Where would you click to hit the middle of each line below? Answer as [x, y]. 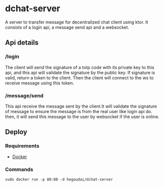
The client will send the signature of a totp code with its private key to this [80, 67]
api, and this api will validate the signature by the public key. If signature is [80, 72]
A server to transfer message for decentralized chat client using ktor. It [77, 22]
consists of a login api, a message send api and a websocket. [67, 27]
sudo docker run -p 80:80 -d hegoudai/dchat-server [59, 179]
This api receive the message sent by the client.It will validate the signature [81, 106]
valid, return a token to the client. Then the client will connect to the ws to [79, 78]
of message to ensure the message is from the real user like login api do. [79, 111]
